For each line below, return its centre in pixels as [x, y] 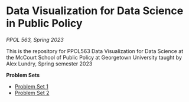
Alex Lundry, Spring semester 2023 [49, 64]
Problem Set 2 [32, 93]
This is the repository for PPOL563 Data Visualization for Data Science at [95, 51]
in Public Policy [44, 23]
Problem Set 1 [31, 86]
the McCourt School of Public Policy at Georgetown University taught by [94, 57]
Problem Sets [23, 75]
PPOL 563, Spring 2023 [35, 40]
